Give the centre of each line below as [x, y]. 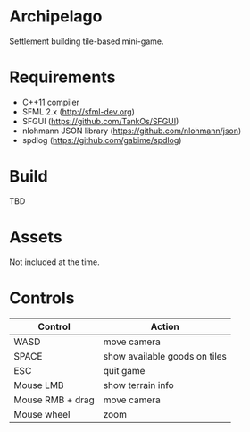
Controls [42, 298]
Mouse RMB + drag [54, 400]
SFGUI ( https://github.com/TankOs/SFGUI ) [100, 121]
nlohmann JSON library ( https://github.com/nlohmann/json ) [132, 131]
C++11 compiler [51, 102]
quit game [124, 370]
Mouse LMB [39, 385]
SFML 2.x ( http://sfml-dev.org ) [79, 111]
